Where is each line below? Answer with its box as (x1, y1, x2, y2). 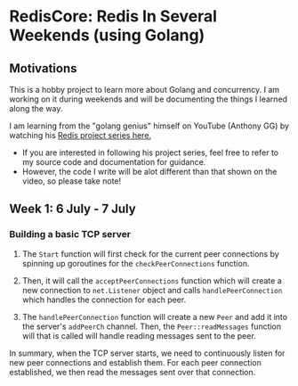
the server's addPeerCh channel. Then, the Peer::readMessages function (21, 321, 282, 332)
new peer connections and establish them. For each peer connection (9, 357, 262, 367)
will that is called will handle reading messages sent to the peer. (21, 330, 256, 341)
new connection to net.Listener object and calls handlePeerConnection (21, 284, 283, 295)
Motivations (9, 61, 77, 76)
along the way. (9, 103, 63, 113)
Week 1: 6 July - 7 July (9, 201, 136, 217)
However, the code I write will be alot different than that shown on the (21, 167, 278, 177)
